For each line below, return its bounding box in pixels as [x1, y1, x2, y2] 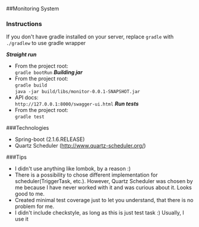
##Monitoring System [6, 5, 59, 12]
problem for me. [14, 203, 55, 210]
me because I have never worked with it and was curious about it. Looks [14, 184, 192, 191]
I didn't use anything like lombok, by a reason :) [14, 165, 131, 172]
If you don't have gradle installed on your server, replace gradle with [6, 33, 174, 40]
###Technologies [6, 124, 49, 132]
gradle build [14, 82, 48, 88]
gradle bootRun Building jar [14, 69, 83, 76]
